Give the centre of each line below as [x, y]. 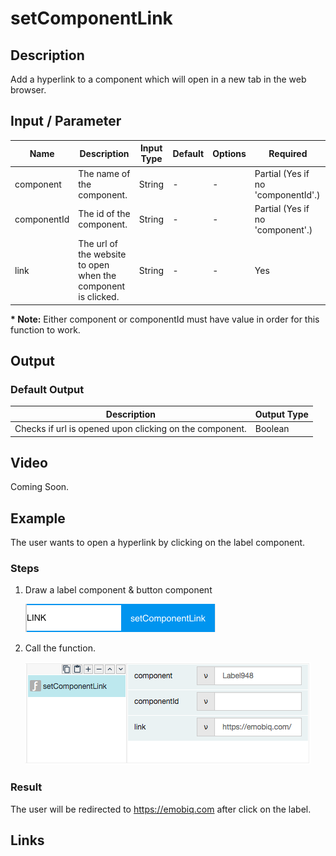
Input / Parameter [66, 121]
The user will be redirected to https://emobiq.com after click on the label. [161, 809]
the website [102, 254]
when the [97, 276]
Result [26, 787]
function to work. [45, 329]
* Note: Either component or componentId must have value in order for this [165, 319]
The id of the [104, 214]
